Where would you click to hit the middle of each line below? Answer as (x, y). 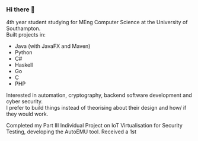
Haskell (24, 65)
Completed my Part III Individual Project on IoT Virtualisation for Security (94, 126)
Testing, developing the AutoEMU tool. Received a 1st (71, 132)
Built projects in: (26, 35)
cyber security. (25, 101)
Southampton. (23, 28)
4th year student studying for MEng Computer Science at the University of (97, 22)
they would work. (27, 114)
